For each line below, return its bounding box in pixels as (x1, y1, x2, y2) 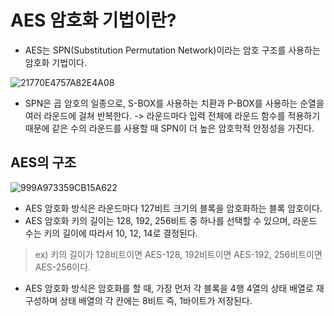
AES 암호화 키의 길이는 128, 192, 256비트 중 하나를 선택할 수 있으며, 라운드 (24, 214, 318, 226)
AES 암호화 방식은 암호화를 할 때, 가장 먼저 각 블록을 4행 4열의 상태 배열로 (24, 282, 314, 294)
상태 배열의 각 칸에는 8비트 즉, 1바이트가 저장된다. (59, 294, 253, 306)
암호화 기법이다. (24, 56, 87, 68)
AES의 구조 (10, 154, 77, 171)
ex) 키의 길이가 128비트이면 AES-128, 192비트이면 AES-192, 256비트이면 (34, 248, 323, 260)
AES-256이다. (34, 261, 92, 273)
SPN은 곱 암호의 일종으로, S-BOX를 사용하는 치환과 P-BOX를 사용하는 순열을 (24, 97, 325, 109)
